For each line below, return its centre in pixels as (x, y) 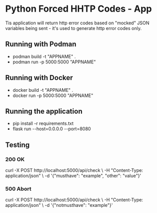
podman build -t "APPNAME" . (44, 56)
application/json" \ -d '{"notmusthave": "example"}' (59, 205)
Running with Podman (41, 44)
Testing (18, 145)
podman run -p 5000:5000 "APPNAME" (54, 62)
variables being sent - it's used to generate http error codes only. (73, 28)
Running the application (44, 111)
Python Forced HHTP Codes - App (79, 9)
